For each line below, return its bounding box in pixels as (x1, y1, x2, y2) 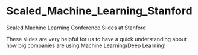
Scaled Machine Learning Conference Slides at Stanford (6, 24, 146, 31)
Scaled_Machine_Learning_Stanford (6, 4, 193, 18)
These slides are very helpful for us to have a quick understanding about (6, 35, 187, 42)
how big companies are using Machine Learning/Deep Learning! (6, 42, 166, 49)
